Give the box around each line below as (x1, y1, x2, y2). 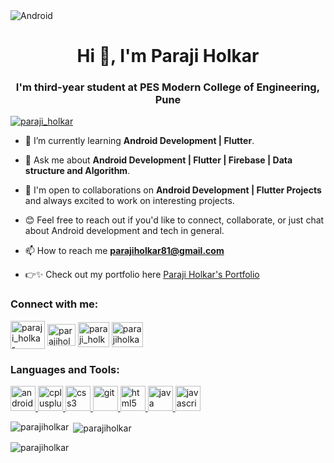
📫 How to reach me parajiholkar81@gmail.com (24, 245, 225, 257)
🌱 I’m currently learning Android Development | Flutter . (24, 135, 255, 147)
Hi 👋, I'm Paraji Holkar (76, 45, 260, 68)
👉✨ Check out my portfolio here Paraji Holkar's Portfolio (24, 269, 260, 281)
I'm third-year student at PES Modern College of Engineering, (15, 80, 321, 94)
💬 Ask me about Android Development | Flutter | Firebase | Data (24, 154, 293, 166)
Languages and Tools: (10, 362, 120, 376)
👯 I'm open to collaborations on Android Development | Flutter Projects (24, 184, 322, 196)
